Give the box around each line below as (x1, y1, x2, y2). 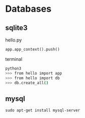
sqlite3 (5, 23, 28, 32)
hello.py (5, 37, 22, 43)
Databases (5, 3, 52, 15)
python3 (5, 66, 22, 71)
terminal (5, 56, 23, 62)
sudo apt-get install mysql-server (5, 108, 80, 113)
